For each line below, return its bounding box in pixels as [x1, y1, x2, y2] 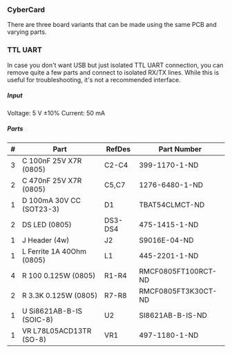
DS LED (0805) [21, 220, 72, 229]
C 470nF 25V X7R [21, 175, 82, 185]
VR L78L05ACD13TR [21, 326, 92, 336]
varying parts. [7, 28, 47, 36]
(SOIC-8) [21, 314, 54, 324]
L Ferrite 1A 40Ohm [21, 247, 87, 256]
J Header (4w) [21, 235, 70, 245]
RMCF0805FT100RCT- [139, 266, 217, 276]
